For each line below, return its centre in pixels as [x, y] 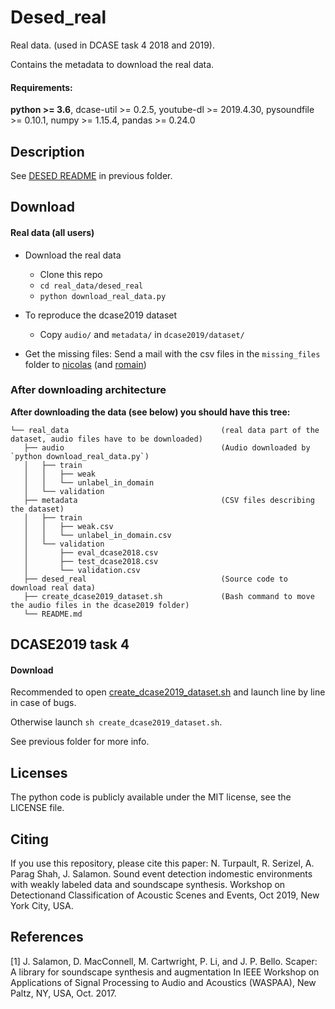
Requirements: [41, 87]
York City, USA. [42, 906]
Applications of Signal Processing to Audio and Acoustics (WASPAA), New [163, 982]
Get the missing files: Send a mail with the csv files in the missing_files [172, 353]
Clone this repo [71, 274]
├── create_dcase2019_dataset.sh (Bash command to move [169, 596]
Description [47, 151]
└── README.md [53, 614]
